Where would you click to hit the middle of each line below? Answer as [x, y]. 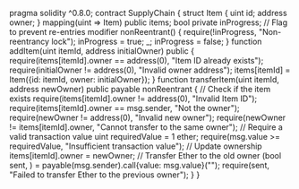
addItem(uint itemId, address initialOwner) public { [102, 51]
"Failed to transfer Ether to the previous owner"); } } [105, 175]
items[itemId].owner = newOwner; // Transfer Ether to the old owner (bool [145, 155]
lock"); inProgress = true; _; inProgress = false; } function [157, 41]
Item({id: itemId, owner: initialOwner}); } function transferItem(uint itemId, [145, 79]
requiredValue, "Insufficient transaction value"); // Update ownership [136, 146]
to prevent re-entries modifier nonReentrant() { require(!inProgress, [133, 32]
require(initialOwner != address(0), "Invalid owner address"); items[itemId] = [150, 70]
